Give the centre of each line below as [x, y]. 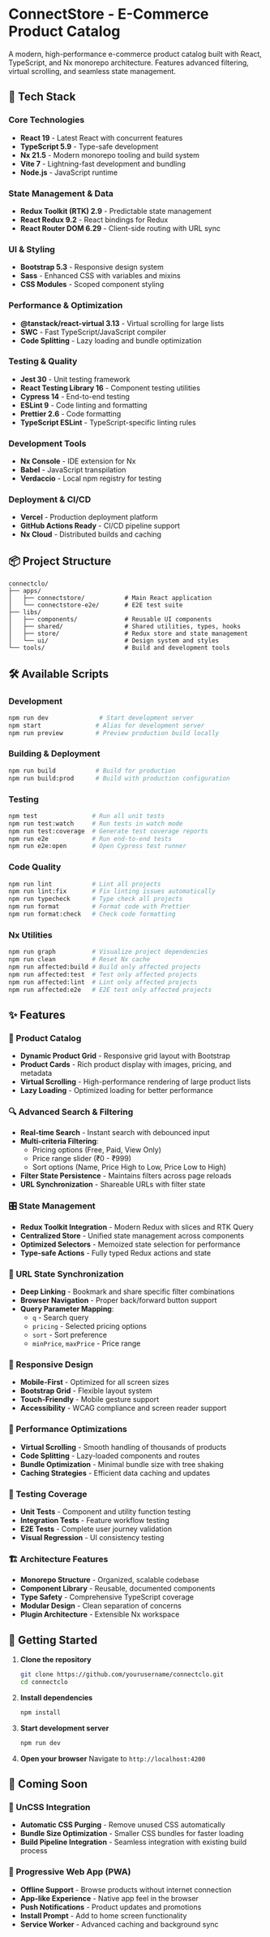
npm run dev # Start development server [101, 718]
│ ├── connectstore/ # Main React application [110, 599]
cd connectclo [44, 1682]
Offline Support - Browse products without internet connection [126, 1889]
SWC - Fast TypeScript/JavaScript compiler [93, 332]
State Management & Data [61, 194]
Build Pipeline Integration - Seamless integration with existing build [133, 1842]
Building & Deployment [54, 754]
